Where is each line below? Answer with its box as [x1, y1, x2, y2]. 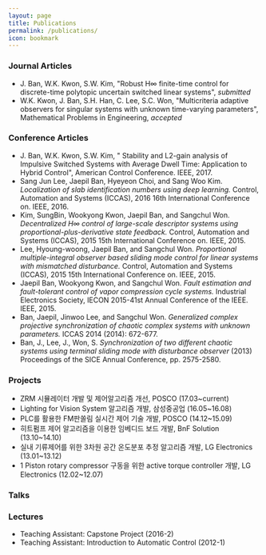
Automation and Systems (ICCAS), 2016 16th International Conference [19, 193, 250, 202]
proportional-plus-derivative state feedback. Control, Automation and [19, 227, 250, 237]
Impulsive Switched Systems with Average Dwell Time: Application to [19, 159, 248, 169]
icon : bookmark [8, 34, 59, 42]
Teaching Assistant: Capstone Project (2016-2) [19, 529, 174, 539]
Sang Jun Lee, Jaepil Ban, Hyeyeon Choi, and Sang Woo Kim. [19, 176, 223, 186]
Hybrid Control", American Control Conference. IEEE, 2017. [19, 167, 213, 177]
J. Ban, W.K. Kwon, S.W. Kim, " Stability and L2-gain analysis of [19, 150, 228, 160]
